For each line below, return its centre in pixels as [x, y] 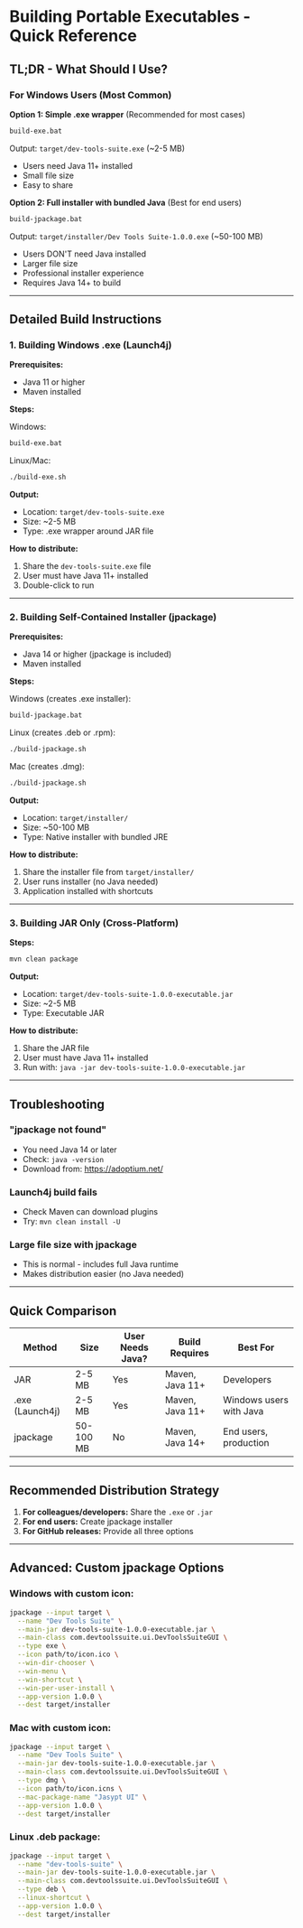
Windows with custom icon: [72, 1594]
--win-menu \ [42, 1671]
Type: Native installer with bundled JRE [95, 836]
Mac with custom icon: [60, 1728]
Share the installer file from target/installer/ [108, 871]
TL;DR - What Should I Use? [89, 69]
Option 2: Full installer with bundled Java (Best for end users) [125, 202]
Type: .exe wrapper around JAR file [88, 531]
